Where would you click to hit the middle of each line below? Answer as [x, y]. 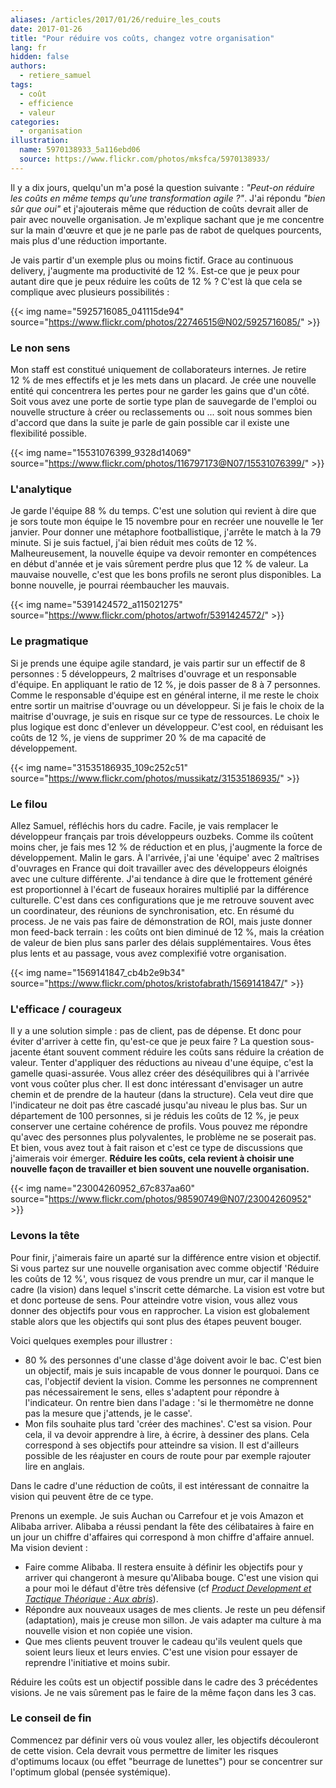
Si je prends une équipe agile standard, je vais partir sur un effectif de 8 [158, 663]
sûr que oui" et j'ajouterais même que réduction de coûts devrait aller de [159, 208]
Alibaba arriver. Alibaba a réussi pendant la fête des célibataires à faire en [162, 1526]
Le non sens [40, 348]
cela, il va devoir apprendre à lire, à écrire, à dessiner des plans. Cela [167, 1434]
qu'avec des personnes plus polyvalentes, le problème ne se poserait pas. [163, 1137]
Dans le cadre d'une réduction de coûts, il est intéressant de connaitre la [160, 1485]
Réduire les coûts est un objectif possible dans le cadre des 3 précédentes [164, 1682]
